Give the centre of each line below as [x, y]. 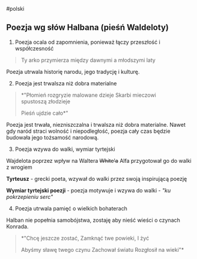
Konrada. [17, 226]
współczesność [34, 48]
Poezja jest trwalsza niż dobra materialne [66, 83]
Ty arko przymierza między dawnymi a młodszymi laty [88, 60]
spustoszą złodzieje [46, 101]
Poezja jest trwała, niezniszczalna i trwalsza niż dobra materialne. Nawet [96, 124]
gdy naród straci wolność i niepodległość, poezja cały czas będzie [88, 131]
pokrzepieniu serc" [30, 197]
